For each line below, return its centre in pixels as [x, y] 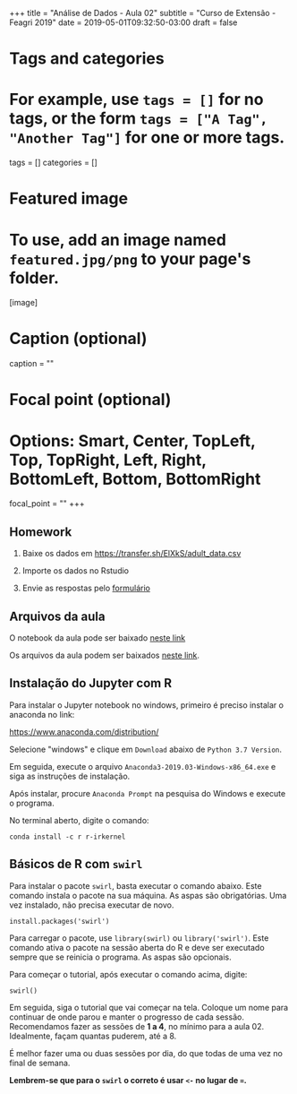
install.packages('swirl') [59, 921]
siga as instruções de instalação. [70, 776]
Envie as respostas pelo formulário [86, 588]
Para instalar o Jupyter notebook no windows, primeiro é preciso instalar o [147, 705]
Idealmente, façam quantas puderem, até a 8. [93, 1036]
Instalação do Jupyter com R [91, 683]
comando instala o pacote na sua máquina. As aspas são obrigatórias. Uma [148, 895]
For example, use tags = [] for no [136, 100]
